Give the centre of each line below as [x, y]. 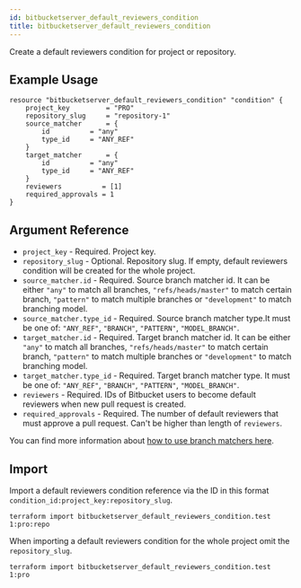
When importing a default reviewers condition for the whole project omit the [150, 540]
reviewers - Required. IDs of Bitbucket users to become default [139, 395]
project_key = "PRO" [80, 109]
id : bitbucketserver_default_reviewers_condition [104, 18]
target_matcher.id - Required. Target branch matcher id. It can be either [156, 338]
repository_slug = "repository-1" [98, 116]
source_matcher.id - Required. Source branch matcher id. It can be [146, 280]
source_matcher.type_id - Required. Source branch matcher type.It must [156, 319]
